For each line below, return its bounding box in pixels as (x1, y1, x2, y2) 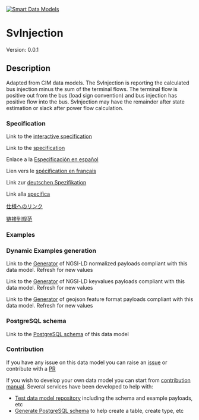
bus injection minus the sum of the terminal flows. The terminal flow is (6, 85, 178, 92)
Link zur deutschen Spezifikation (6, 179, 87, 186)
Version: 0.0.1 (6, 46, 39, 53)
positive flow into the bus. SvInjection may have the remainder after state (6, 98, 185, 105)
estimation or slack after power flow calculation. (6, 104, 124, 111)
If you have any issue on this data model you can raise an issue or (6, 359, 168, 366)
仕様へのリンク (6, 203, 43, 210)
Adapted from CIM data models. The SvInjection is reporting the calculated (6, 79, 189, 86)
